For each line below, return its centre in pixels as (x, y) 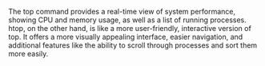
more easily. (28, 54)
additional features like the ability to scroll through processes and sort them (133, 45)
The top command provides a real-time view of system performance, (122, 12)
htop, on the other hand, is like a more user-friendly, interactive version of (130, 28)
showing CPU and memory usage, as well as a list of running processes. (127, 20)
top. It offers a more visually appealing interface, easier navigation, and (126, 37)
